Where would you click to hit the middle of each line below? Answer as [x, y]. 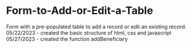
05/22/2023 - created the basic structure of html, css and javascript [89, 32]
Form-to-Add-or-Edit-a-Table [80, 11]
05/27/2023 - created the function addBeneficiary [67, 39]
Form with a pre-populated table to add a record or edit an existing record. [96, 27]
